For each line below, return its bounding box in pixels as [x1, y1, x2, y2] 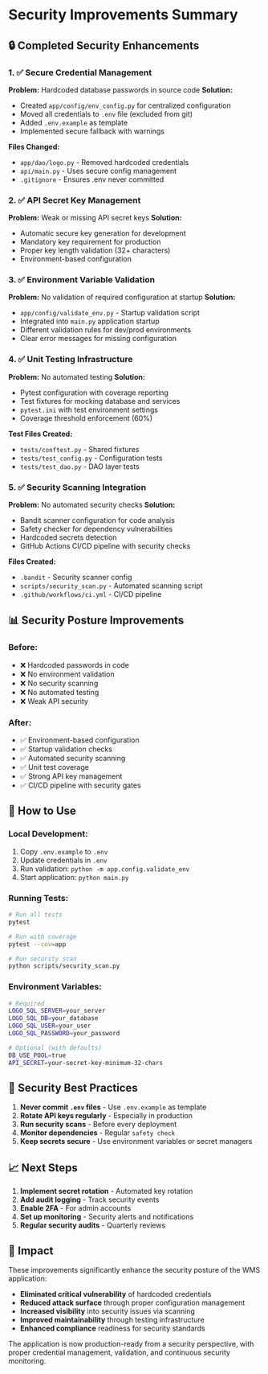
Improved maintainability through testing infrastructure [19, 1315, 205, 1325]
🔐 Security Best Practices [8, 1080, 138, 1095]
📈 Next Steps [8, 1161, 79, 1174]
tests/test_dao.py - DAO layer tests [19, 461, 140, 471]
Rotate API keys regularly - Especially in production [19, 1111, 193, 1121]
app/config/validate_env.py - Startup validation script [19, 308, 201, 318]
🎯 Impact [8, 1244, 54, 1257]
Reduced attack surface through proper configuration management [19, 1298, 246, 1308]
